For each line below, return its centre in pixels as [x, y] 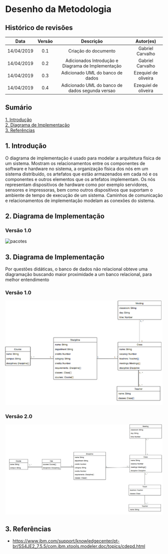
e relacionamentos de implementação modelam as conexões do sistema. [80, 200]
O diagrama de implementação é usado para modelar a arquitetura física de [83, 158]
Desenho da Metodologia [58, 9]
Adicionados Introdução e [92, 60]
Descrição [92, 41]
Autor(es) [146, 41]
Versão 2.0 [19, 416]
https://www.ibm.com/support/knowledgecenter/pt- [66, 540]
